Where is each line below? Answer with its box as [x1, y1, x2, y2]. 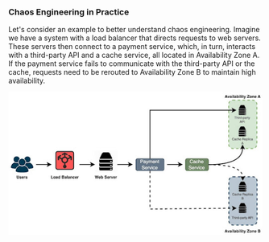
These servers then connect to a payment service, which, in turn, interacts [8, 42, 256, 51]
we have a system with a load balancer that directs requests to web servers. [8, 33, 262, 43]
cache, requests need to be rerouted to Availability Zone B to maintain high [8, 68, 256, 77]
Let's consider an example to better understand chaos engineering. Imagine [8, 25, 260, 35]
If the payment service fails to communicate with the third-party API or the [8, 59, 255, 68]
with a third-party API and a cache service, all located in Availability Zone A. [8, 51, 260, 60]
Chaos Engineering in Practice [8, 6, 130, 18]
